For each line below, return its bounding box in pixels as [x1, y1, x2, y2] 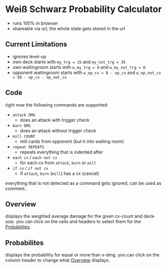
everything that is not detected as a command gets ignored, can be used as [5, 180, 161, 186]
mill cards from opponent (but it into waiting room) [20, 138, 124, 144]
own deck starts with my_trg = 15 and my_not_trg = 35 [12, 59, 126, 65]
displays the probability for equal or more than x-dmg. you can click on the [5, 252, 159, 258]
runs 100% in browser [12, 20, 58, 26]
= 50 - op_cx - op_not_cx [12, 74, 67, 80]
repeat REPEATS [12, 144, 45, 149]
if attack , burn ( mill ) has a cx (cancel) [20, 170, 99, 176]
